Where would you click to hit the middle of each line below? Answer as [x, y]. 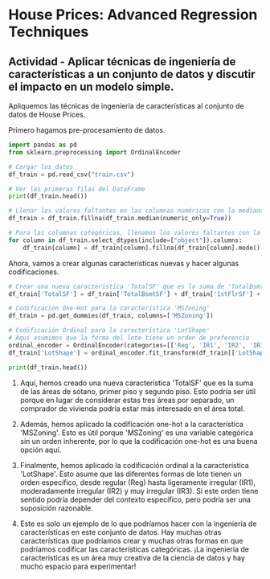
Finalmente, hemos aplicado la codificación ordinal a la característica [134, 465]
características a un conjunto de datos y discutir [132, 74]
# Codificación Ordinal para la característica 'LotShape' [109, 331]
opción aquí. [41, 450]
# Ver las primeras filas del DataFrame [77, 189]
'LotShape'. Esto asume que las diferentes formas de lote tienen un [131, 474]
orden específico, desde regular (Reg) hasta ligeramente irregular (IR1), [137, 482]
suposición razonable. [57, 507]
